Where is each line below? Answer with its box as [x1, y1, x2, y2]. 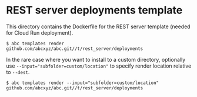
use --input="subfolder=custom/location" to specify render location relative [6, 62, 192, 69]
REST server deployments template [6, 4, 183, 17]
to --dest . [6, 68, 30, 75]
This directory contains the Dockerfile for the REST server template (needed [6, 23, 191, 30]
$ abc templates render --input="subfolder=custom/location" [6, 80, 159, 86]
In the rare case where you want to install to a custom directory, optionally [6, 56, 186, 63]
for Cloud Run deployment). [6, 29, 74, 36]
